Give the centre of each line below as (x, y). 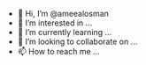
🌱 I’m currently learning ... (65, 32)
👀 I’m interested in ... (55, 23)
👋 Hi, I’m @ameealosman (63, 14)
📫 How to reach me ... (58, 51)
